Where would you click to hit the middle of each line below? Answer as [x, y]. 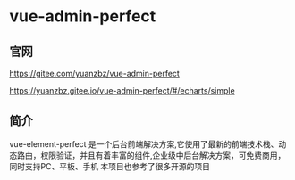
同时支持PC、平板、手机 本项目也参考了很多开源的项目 [110, 166]
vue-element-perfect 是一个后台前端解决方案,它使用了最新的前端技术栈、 [144, 143]
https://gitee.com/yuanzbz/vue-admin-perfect [95, 74]
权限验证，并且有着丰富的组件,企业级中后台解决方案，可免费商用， [163, 155]
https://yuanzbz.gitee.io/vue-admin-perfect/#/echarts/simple [122, 90]
